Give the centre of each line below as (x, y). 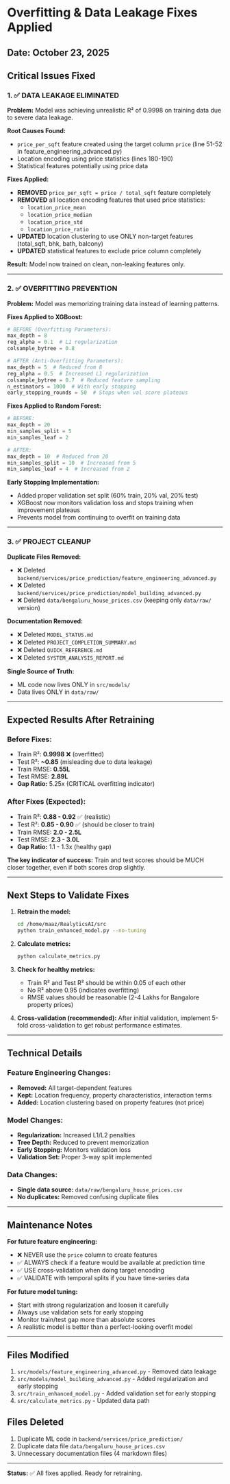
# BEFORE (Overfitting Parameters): (59, 329)
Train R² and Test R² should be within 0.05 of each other (106, 983)
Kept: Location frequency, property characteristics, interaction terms (114, 1095)
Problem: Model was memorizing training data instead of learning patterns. (113, 303)
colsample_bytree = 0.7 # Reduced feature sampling (84, 380)
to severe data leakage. (40, 117)
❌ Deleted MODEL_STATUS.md (55, 634)
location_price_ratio (58, 230)
